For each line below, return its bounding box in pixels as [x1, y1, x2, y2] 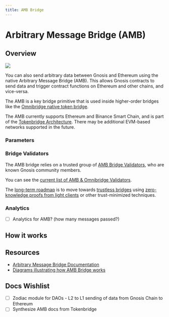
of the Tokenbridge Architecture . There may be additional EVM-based [5, 118, 150, 124]
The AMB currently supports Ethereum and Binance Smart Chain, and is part [5, 113, 164, 119]
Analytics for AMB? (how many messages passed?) [12, 216, 120, 222]
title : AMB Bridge [5, 7, 44, 13]
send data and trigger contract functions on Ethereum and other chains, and [5, 83, 164, 89]
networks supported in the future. [5, 124, 76, 130]
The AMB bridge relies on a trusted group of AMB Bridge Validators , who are [5, 161, 164, 167]
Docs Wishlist [5, 282, 50, 290]
